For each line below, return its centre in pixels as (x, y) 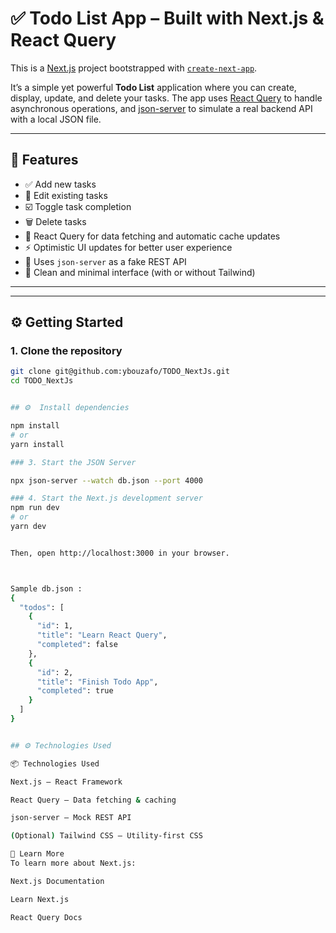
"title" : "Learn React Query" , (102, 635)
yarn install (37, 444)
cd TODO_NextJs (42, 381)
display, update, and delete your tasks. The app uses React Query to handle (166, 98)
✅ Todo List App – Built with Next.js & (167, 18)
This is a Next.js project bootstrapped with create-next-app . (134, 68)
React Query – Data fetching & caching (93, 800)
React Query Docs (46, 917)
